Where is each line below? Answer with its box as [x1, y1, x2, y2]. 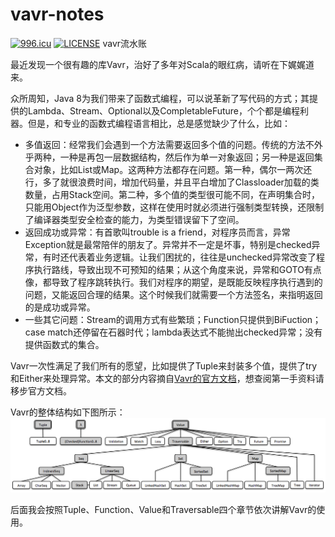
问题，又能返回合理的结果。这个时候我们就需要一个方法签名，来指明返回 [24, 288, 323, 300]
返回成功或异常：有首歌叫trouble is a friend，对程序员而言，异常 [24, 226, 291, 238]
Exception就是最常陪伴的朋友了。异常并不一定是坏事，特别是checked [24, 238, 312, 250]
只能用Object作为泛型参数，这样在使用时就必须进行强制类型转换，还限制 [24, 201, 325, 213]
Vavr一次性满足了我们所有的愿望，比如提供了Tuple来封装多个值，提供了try [10, 359, 318, 372]
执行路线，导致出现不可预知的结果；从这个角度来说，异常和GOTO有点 [33, 263, 322, 275]
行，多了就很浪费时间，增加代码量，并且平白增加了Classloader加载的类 [24, 176, 320, 188]
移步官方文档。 [10, 384, 72, 397]
